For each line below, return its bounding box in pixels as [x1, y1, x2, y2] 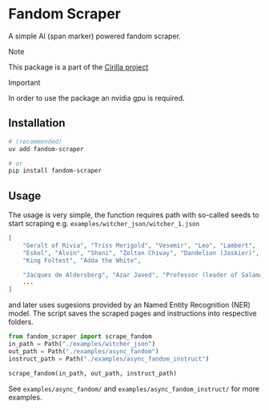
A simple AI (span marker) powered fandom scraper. [8, 31, 182, 41]
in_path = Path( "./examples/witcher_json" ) [8, 340, 156, 348]
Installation [8, 117, 66, 130]
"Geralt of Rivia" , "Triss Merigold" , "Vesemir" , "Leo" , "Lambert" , [22, 241, 256, 249]
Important [8, 78, 41, 87]
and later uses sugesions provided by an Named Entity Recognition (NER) [8, 301, 251, 310]
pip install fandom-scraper [8, 167, 102, 175]
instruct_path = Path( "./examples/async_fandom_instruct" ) [8, 355, 210, 363]
